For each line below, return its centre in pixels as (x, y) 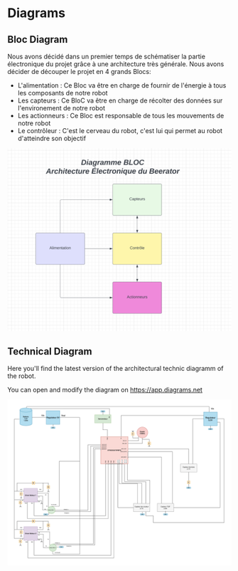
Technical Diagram (50, 351)
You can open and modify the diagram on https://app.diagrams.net (105, 390)
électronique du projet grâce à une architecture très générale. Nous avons (116, 64)
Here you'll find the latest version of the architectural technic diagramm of (115, 369)
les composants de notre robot (63, 93)
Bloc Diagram (38, 40)
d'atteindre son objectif (52, 138)
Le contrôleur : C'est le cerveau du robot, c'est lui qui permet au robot (120, 131)
